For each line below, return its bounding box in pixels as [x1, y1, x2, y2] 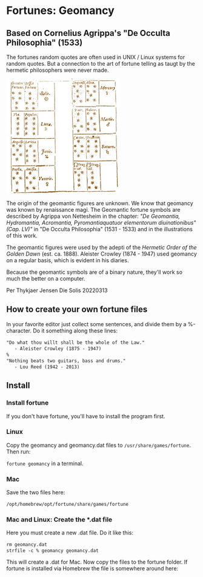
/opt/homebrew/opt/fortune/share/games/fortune [6, 502, 129, 508]
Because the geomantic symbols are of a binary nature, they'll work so [6, 268, 183, 276]
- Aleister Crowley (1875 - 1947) [14, 345, 102, 352]
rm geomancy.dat [6, 542, 47, 548]
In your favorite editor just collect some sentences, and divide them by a [6, 320, 187, 327]
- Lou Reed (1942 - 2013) [14, 363, 80, 370]
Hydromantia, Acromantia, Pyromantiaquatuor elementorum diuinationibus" [6, 219, 196, 226]
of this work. [6, 232, 38, 239]
